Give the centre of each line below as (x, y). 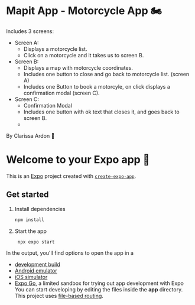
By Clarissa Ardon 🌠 (30, 135)
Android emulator (36, 271)
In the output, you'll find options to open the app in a (70, 253)
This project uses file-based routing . (59, 296)
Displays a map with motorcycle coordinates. (78, 67)
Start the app (31, 231)
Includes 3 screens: (30, 31)
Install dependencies (40, 209)
